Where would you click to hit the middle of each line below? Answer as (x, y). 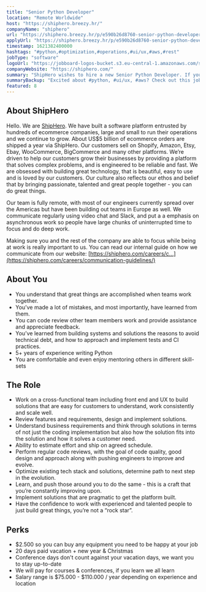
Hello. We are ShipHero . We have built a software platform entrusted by (97, 126)
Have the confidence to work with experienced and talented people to (104, 504)
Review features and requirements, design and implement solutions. (101, 419)
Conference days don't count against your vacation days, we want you (105, 558)
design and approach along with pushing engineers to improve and (100, 458)
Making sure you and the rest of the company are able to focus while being (101, 240)
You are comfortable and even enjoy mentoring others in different (98, 359)
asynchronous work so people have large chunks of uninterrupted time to (99, 222)
